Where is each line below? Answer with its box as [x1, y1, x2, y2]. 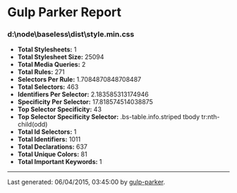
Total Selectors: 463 [17, 82, 79, 92]
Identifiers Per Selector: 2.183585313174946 [17, 90, 150, 99]
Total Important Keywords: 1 [17, 158, 102, 166]
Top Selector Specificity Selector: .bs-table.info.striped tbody [17, 113, 200, 121]
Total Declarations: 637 [17, 142, 88, 151]
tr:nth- [201, 113, 220, 121]
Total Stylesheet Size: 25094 [17, 53, 104, 61]
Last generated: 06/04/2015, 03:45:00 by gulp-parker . [7, 178, 166, 187]
